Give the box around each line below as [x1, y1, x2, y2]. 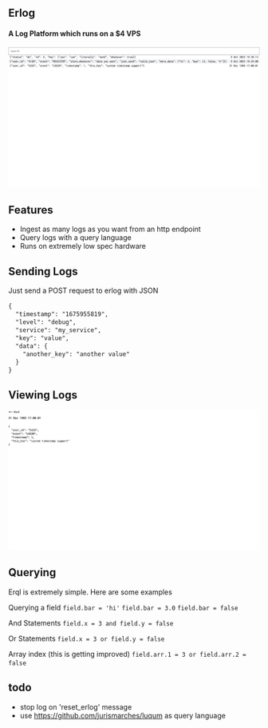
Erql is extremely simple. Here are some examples [8, 587, 173, 597]
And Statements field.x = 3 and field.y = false [8, 618, 174, 627]
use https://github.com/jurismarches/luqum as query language [19, 710, 226, 720]
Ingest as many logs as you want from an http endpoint [19, 224, 201, 234]
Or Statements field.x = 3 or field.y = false [8, 634, 165, 643]
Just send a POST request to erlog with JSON [8, 286, 159, 295]
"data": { [15, 342, 48, 350]
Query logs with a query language [19, 233, 132, 242]
